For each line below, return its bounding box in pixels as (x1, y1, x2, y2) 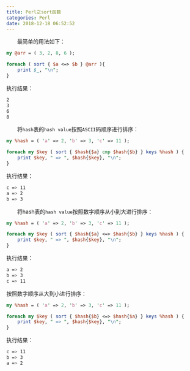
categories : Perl (6, 15, 51, 21)
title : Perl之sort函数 (6, 9, 62, 15)
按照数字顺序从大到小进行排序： (6, 289, 87, 297)
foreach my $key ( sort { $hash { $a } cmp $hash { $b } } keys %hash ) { (6, 149, 185, 155)
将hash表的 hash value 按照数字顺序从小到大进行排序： (17, 208, 153, 215)
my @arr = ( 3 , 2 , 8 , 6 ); (6, 50, 75, 56)
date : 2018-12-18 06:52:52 (6, 20, 75, 26)
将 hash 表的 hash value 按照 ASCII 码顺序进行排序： (17, 126, 139, 133)
